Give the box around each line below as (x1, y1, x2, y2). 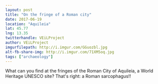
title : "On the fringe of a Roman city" (5, 12, 92, 17)
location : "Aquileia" (5, 21, 51, 27)
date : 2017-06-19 (5, 17, 42, 22)
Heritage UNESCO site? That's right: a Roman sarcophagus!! (5, 73, 131, 79)
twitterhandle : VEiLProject (5, 36, 65, 41)
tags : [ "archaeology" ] (5, 54, 53, 59)
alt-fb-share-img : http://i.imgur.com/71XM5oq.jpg (5, 49, 114, 54)
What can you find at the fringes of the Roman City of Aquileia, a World (5, 68, 153, 74)
